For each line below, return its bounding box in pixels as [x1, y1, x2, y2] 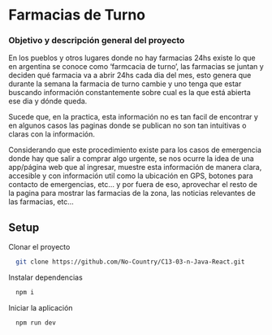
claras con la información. [8, 129, 96, 139]
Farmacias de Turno [8, 6, 146, 24]
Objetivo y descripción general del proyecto [8, 35, 185, 46]
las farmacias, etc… [8, 197, 75, 207]
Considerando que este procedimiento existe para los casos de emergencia [8, 145, 261, 155]
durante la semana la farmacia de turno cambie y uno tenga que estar [8, 79, 242, 89]
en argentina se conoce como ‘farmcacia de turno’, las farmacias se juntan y [8, 62, 264, 72]
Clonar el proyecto [8, 242, 71, 252]
